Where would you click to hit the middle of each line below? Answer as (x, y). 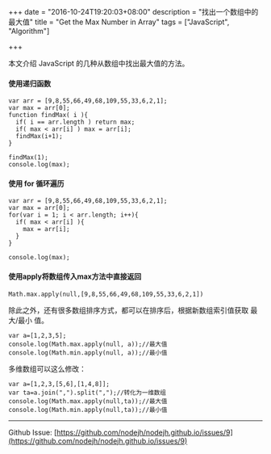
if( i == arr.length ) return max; (75, 122)
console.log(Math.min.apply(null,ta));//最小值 (88, 410)
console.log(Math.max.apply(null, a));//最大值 (88, 344)
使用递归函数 (29, 83)
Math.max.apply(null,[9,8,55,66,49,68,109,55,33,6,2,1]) (106, 294)
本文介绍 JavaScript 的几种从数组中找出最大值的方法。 (99, 63)
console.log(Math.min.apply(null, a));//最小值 (88, 353)
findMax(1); (28, 158)
